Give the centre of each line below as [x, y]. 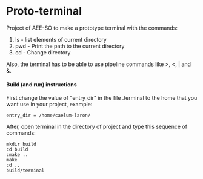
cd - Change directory [43, 52]
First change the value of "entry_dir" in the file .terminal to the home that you [102, 98]
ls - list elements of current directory [61, 39]
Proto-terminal [44, 11]
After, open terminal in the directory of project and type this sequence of [97, 127]
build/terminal [25, 171]
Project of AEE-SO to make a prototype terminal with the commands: [92, 28]
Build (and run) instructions [42, 84]
